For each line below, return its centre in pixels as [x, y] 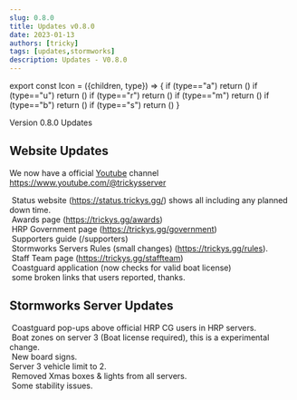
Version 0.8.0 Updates [51, 122]
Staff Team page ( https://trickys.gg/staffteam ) [97, 258]
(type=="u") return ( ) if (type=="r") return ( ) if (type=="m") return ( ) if [139, 95]
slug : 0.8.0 [32, 18]
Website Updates [59, 151]
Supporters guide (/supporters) [70, 239]
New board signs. [44, 356]
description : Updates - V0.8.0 [68, 60]
